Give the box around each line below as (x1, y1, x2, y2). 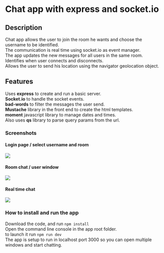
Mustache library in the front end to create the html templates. (5, 106, 133, 113)
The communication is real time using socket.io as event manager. (5, 47, 141, 53)
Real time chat (5, 186, 36, 192)
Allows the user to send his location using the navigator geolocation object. (5, 63, 159, 69)
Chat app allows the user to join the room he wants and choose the (5, 36, 143, 42)
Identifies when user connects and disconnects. (5, 58, 103, 63)
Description (5, 23, 42, 32)
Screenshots (5, 129, 37, 136)
